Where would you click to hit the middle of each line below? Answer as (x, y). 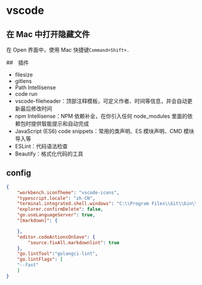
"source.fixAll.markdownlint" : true (74, 243)
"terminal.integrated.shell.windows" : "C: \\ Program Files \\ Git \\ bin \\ (107, 204)
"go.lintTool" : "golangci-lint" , (57, 254)
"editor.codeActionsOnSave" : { (56, 237)
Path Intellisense (35, 87)
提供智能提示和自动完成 (60, 124)
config (19, 173)
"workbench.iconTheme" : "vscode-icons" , (68, 193)
